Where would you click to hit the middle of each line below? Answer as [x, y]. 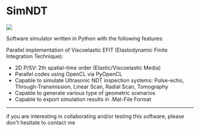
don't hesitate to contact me [41, 122]
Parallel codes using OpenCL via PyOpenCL [68, 74]
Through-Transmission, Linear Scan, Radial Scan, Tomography [91, 87]
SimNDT [27, 11]
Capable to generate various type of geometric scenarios [85, 92]
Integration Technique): [35, 56]
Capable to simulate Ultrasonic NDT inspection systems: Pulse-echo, [99, 80]
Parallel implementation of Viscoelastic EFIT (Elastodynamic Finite [87, 50]
